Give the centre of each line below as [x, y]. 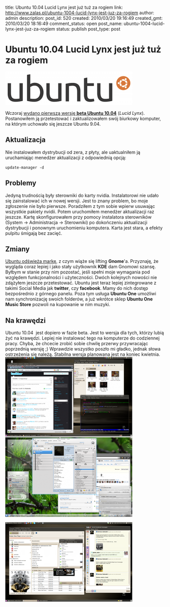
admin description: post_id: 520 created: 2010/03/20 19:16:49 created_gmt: [84, 18]
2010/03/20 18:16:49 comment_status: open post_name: [64, 23]
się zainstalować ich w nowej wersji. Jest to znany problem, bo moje [77, 201]
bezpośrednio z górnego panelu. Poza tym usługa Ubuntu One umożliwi [81, 294]
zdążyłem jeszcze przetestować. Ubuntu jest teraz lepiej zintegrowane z [81, 283]
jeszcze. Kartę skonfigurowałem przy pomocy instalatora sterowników [78, 217]
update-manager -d [25, 167]
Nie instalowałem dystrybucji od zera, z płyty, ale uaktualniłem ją [73, 152]
